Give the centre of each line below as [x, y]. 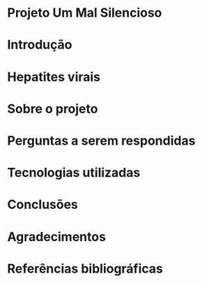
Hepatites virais [54, 77]
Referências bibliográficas [85, 269]
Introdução [40, 45]
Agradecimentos [57, 237]
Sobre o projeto [53, 109]
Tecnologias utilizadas [74, 173]
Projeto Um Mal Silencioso [85, 13]
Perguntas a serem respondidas [101, 140]
